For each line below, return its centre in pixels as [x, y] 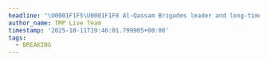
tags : [17, 38]
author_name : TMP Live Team [55, 23]
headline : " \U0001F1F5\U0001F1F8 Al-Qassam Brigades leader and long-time [135, 15]
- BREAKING [33, 45]
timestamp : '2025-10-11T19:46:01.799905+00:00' [89, 30]
